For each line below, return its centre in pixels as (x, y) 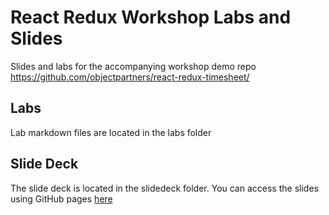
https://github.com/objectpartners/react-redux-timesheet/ (130, 77)
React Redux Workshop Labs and (151, 17)
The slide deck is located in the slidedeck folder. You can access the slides (164, 188)
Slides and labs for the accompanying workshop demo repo (133, 66)
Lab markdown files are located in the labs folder (111, 132)
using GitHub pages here (61, 198)
